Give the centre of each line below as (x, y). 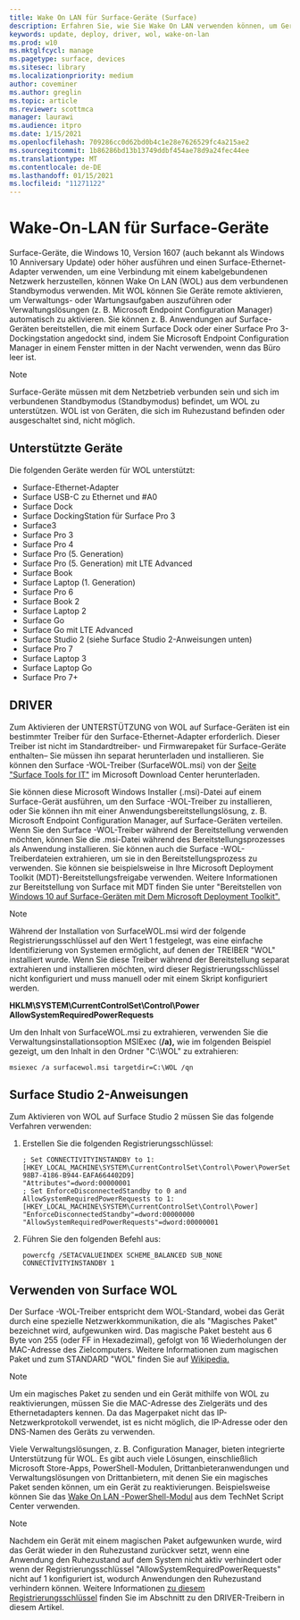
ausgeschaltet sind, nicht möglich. (72, 420)
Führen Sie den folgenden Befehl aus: (91, 1238)
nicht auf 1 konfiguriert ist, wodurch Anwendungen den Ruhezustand (135, 1579)
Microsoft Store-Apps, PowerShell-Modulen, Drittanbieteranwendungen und (149, 1468)
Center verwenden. (45, 1506)
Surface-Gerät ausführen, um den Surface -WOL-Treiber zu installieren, (141, 801)
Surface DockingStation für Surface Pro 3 (99, 516)
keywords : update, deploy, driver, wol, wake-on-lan (109, 34)
